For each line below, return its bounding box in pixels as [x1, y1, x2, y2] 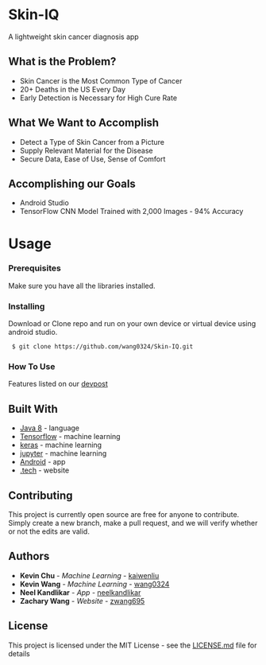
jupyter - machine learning [19, 449, 107, 458]
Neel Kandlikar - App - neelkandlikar [19, 587, 141, 597]
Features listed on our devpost [8, 379, 109, 389]
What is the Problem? [8, 55, 117, 68]
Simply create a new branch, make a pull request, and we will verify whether [8, 519, 258, 528]
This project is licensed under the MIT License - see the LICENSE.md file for [8, 640, 257, 650]
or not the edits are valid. [8, 527, 90, 536]
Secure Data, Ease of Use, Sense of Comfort [19, 154, 166, 164]
